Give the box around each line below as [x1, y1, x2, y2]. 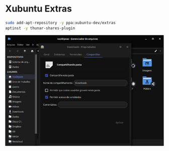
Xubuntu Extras [5, 3, 72, 15]
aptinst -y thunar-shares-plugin [5, 26, 75, 31]
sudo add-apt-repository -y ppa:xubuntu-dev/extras [5, 20, 116, 25]
